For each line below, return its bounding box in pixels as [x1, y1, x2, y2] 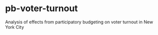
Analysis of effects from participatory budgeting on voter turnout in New [5, 19, 153, 25]
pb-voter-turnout [5, 3, 78, 14]
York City [5, 24, 24, 30]
